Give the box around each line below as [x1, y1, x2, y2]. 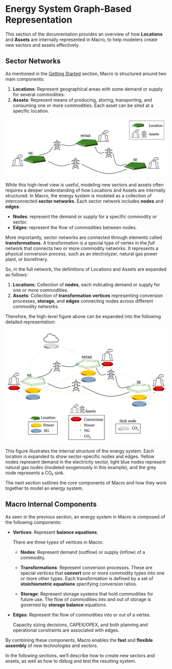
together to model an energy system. [5, 485, 83, 491]
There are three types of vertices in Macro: [12, 539, 104, 545]
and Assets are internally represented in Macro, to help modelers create [5, 36, 158, 43]
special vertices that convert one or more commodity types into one [20, 570, 165, 576]
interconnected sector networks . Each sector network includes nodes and [5, 198, 164, 204]
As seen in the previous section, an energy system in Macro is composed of [5, 513, 165, 519]
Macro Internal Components [5, 500, 97, 509]
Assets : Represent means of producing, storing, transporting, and [12, 97, 152, 103]
